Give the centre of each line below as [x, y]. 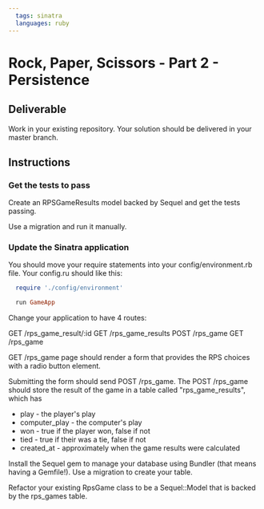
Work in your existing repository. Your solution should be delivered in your [130, 128]
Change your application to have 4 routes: [78, 318]
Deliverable [37, 109]
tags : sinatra [39, 16]
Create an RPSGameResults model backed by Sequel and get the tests [124, 203]
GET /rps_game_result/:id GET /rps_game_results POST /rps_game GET [126, 333]
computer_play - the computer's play [81, 422]
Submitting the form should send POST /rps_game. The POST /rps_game [128, 382]
